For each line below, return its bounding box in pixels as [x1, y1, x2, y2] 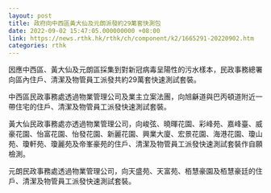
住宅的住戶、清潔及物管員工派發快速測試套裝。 [15, 102, 171, 112]
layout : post [8, 11, 52, 20]
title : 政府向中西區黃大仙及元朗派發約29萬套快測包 [8, 19, 161, 27]
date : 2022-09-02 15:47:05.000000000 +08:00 [8, 27, 161, 35]
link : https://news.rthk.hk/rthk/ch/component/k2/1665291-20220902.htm [8, 34, 254, 43]
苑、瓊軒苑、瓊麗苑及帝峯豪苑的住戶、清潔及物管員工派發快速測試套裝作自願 [8, 139, 263, 149]
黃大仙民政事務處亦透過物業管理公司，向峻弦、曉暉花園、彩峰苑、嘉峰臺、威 [8, 119, 263, 129]
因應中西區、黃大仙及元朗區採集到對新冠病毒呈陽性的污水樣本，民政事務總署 [8, 65, 263, 75]
